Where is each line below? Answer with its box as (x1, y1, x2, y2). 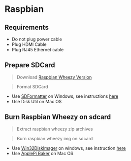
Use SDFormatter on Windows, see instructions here (11, 93, 119, 99)
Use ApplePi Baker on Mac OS (11, 150, 73, 156)
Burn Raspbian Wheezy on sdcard (4, 113, 111, 121)
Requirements (4, 23, 49, 32)
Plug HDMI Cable (11, 41, 47, 47)
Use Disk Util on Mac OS (11, 98, 62, 104)
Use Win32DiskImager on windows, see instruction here (11, 145, 126, 151)
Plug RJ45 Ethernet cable (11, 47, 64, 52)
